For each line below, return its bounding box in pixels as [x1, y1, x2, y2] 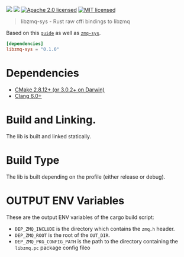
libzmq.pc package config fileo [14, 244, 91, 251]
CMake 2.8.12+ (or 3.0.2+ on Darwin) [14, 86, 105, 93]
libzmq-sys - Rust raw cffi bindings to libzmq [20, 18, 130, 25]
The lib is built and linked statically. [6, 132, 92, 139]
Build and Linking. [6, 113, 96, 126]
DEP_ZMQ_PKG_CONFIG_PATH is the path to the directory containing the [14, 237, 179, 245]
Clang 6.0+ [14, 92, 43, 99]
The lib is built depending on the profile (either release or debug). [6, 173, 166, 180]
